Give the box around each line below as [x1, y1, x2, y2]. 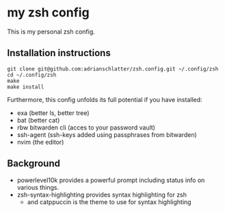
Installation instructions [7, 47, 111, 59]
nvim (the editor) [16, 138, 64, 146]
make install [7, 84, 44, 90]
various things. [16, 183, 59, 191]
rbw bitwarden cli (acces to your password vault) [16, 123, 156, 131]
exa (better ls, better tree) [16, 108, 90, 117]
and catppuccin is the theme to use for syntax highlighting [27, 197, 191, 206]
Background [7, 158, 60, 169]
